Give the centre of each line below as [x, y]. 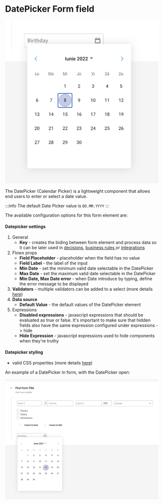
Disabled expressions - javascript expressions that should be [81, 315]
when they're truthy [39, 341]
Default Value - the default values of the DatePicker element [80, 305]
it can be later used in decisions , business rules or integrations [82, 248]
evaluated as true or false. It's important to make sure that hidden [85, 320]
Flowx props [25, 253]
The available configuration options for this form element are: [66, 215]
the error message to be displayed [54, 284]
